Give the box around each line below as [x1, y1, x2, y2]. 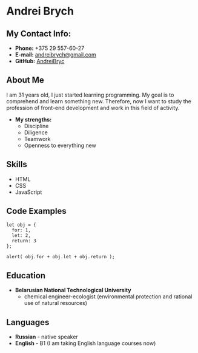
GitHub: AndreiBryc [15, 58, 65, 64]
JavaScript [15, 188, 42, 196]
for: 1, [12, 227, 31, 233]
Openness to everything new [24, 142, 97, 149]
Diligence [24, 129, 48, 136]
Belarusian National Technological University [15, 287, 131, 294]
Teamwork [24, 135, 51, 142]
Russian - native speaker [15, 333, 79, 341]
